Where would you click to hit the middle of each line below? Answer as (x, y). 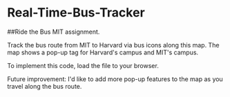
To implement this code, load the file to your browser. (83, 65)
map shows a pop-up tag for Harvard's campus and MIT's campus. (103, 52)
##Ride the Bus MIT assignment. (54, 32)
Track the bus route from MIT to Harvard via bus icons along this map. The (113, 45)
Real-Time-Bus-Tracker (76, 13)
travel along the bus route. (45, 86)
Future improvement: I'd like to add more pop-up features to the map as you (115, 79)
